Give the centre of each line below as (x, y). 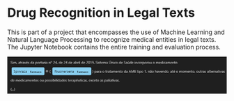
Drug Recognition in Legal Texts (101, 13)
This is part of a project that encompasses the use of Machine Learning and (116, 32)
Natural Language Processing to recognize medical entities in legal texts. (112, 39)
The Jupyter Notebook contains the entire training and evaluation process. (114, 47)
